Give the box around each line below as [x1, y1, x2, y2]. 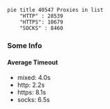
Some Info [7, 40, 43, 50]
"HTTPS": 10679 [19, 19, 64, 26]
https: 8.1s [17, 88, 46, 97]
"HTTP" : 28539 [19, 12, 64, 19]
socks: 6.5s [17, 96, 51, 104]
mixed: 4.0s [17, 74, 51, 82]
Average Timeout [7, 58, 58, 66]
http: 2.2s [17, 81, 45, 90]
